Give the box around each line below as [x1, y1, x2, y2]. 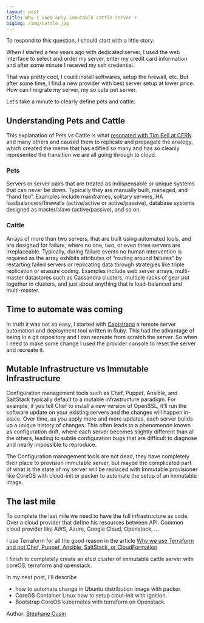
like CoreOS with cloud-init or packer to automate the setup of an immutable [6, 472, 197, 480]
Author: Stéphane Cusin [6, 610, 66, 618]
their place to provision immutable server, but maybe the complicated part [6, 460, 192, 467]
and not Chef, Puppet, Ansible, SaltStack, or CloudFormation [6, 543, 158, 551]
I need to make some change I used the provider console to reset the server [6, 340, 196, 347]
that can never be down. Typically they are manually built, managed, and [6, 187, 188, 194]
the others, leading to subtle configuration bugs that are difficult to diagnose [6, 435, 197, 442]
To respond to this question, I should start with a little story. [6, 37, 155, 44]
